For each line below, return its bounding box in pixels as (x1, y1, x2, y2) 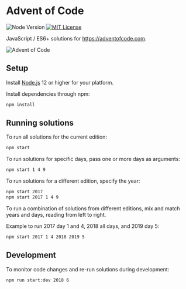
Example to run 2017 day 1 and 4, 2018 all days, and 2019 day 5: (6, 222, 160, 230)
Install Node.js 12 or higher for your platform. (6, 79, 114, 86)
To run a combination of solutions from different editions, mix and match (6, 204, 180, 212)
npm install (6, 102, 35, 107)
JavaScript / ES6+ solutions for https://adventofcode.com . (6, 35, 147, 42)
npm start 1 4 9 (6, 167, 46, 173)
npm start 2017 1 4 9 (6, 194, 59, 200)
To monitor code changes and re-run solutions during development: (6, 266, 170, 273)
